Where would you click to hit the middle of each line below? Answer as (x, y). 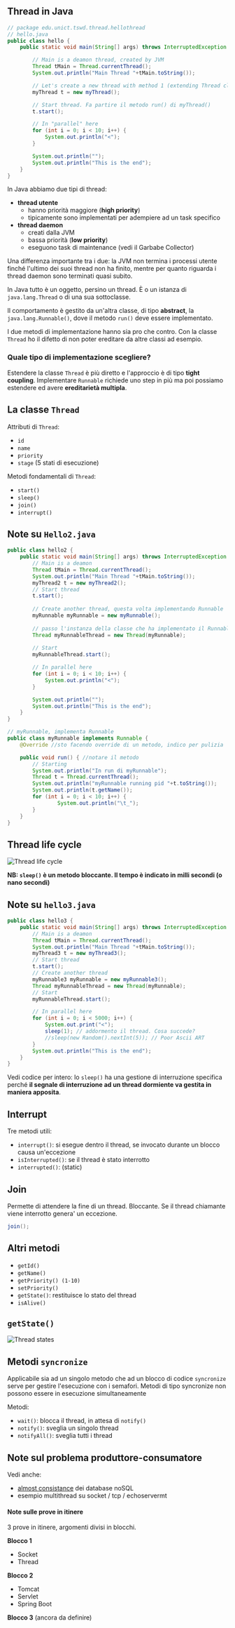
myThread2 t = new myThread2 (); (80, 583)
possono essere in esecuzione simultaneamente (77, 1394)
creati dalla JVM (51, 233)
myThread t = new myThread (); (76, 92)
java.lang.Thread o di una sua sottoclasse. (69, 297)
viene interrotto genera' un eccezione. (62, 1213)
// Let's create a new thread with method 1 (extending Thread (126, 86)
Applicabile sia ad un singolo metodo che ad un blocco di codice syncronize (117, 1379)
